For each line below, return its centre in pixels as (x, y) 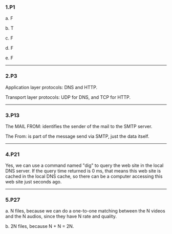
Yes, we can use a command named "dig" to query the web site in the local (84, 165)
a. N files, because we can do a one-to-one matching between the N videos (85, 211)
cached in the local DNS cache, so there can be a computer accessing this (84, 176)
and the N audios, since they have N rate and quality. (61, 217)
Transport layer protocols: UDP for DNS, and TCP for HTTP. (68, 97)
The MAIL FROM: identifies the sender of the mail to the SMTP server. (79, 126)
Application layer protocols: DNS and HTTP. (51, 87)
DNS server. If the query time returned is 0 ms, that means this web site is (83, 171)
